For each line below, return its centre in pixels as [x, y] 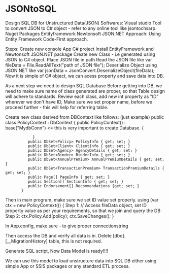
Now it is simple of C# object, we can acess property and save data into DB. [85, 76]
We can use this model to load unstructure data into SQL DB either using [81, 261]
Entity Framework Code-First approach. [47, 39]
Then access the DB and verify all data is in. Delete [59, 235]
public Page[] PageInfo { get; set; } [69, 177]
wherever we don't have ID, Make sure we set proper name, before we [79, 101]
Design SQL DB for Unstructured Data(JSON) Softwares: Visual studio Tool [83, 23]
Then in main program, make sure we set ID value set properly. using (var [82, 200]
